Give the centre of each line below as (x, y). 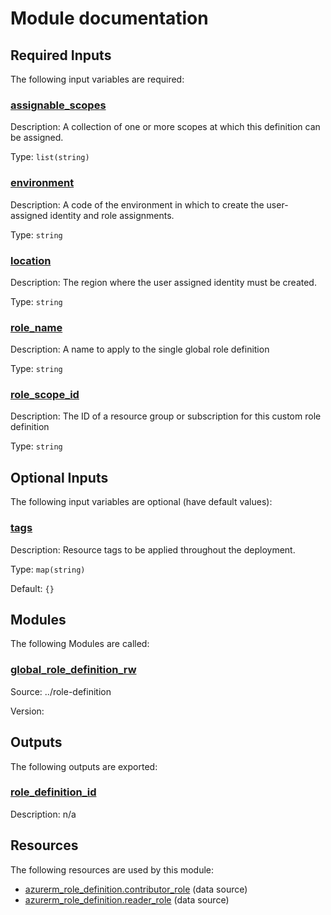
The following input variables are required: (97, 79)
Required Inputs (61, 55)
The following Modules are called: (80, 644)
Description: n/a (43, 814)
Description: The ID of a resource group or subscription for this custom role (166, 416)
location (31, 260)
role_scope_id (45, 395)
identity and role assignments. (112, 215)
